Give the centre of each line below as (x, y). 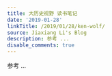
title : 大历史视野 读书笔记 (42, 13)
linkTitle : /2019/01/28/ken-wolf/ (56, 26)
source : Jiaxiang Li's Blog (47, 33)
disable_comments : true (41, 45)
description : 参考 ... (38, 39)
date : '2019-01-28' (35, 20)
